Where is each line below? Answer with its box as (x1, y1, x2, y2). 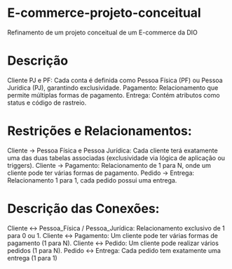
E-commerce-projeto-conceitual (7, 5, 201, 21)
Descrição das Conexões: (7, 201, 160, 216)
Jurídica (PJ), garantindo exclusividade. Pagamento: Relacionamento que (7, 83, 219, 92)
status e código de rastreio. (7, 98, 87, 107)
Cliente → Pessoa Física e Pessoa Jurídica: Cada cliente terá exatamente (7, 146, 219, 155)
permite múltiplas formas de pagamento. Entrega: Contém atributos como (7, 91, 220, 99)
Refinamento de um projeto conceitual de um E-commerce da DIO (7, 28, 198, 37)
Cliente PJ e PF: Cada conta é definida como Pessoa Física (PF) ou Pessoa (7, 76, 223, 84)
